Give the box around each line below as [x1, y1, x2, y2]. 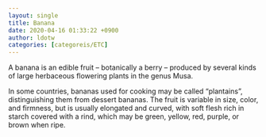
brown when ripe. [8, 120, 66, 130]
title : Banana [8, 19, 56, 27]
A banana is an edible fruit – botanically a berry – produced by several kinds [8, 63, 256, 72]
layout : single [8, 11, 59, 20]
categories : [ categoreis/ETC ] [8, 41, 109, 49]
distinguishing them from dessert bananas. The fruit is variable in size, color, [8, 95, 259, 105]
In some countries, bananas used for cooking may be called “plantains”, [8, 86, 243, 96]
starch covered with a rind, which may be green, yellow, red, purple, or [8, 112, 240, 121]
